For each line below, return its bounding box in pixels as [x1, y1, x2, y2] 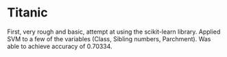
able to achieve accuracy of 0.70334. [7, 42, 112, 50]
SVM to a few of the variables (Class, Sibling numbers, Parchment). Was [7, 34, 211, 43]
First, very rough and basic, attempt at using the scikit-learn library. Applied [7, 27, 221, 36]
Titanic [7, 5, 48, 21]
